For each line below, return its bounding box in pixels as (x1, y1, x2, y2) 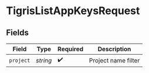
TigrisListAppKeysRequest (6, 4, 140, 18)
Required (57, 45, 84, 53)
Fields (6, 28, 29, 38)
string (36, 56, 52, 64)
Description (97, 45, 131, 53)
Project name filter (89, 56, 140, 64)
